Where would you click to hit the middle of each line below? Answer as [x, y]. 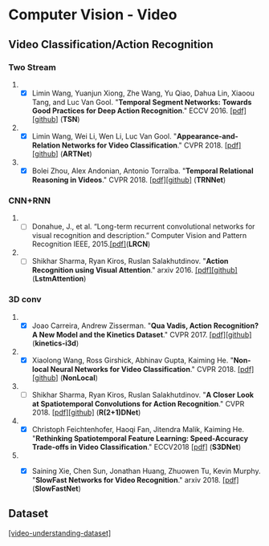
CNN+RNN [29, 200]
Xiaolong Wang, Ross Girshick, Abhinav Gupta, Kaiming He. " [133, 360]
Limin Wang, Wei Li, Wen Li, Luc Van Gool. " [104, 136]
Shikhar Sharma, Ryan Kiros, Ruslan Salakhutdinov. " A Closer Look [143, 394]
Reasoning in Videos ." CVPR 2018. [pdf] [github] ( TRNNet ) [129, 180]
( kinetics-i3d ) [55, 343]
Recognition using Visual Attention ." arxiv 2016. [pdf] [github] [135, 270]
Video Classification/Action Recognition [111, 44]
